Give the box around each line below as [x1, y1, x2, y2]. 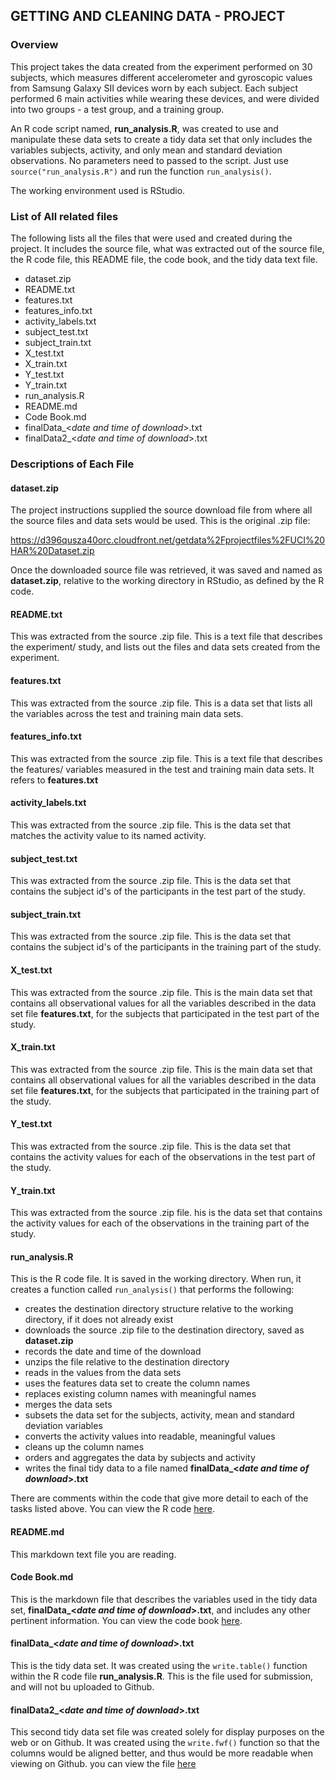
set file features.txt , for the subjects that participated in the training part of [10, 1084, 320, 1096]
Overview [10, 38, 59, 52]
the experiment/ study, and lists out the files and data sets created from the [10, 641, 321, 653]
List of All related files [10, 209, 119, 223]
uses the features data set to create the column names [24, 1377, 251, 1389]
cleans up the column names [24, 1441, 145, 1453]
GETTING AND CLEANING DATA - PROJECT [10, 8, 286, 25]
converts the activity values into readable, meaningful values [24, 1430, 276, 1443]
